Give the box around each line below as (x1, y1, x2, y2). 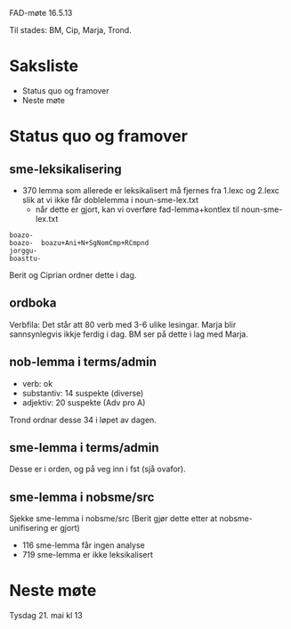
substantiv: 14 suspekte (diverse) (21, 388, 144, 398)
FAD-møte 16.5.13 (9, 8, 73, 18)
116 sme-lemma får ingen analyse (21, 540, 145, 551)
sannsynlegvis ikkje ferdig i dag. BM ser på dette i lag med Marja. (9, 329, 249, 339)
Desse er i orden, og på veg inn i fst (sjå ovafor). (9, 463, 186, 475)
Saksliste (9, 56, 79, 77)
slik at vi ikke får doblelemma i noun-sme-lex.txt (21, 194, 198, 205)
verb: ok (21, 378, 53, 388)
